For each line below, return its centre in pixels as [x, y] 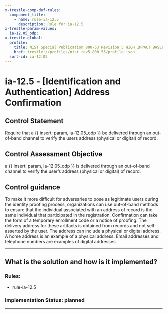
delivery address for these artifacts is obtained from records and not [76, 226]
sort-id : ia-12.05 [29, 56]
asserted [14, 231]
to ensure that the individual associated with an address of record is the [79, 210]
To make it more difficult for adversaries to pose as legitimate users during [82, 199]
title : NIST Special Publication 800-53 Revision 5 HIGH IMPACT [82, 47]
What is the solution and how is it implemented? [81, 262]
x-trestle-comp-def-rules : [33, 10]
